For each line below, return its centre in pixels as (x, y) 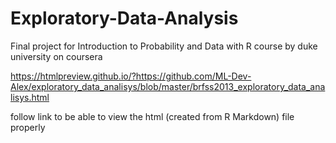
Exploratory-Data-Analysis (124, 18)
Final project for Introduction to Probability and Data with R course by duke (164, 46)
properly (28, 127)
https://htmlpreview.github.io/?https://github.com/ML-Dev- (131, 76)
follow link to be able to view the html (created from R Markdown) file (152, 116)
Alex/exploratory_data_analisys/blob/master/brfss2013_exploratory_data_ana (168, 86)
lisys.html (30, 97)
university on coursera (56, 56)
